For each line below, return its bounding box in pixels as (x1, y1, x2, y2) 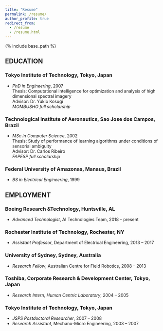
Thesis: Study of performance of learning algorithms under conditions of (12, 138, 158, 144)
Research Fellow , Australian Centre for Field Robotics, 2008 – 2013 (12, 263, 146, 269)
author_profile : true (5, 16, 49, 21)
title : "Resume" (5, 7, 38, 12)
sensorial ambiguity (12, 143, 52, 149)
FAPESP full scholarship (12, 153, 60, 159)
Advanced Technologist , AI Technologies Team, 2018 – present (12, 216, 139, 222)
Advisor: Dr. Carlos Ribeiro (12, 148, 66, 154)
